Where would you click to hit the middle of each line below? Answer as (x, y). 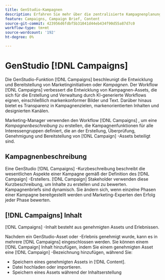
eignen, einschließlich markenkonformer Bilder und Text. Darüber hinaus (78, 100)
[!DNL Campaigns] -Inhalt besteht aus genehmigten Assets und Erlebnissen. (82, 227)
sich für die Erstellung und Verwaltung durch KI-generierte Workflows (76, 95)
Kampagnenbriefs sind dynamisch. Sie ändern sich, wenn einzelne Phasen (81, 189)
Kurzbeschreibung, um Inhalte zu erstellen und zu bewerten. (66, 184)
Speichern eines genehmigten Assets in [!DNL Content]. (69, 262)
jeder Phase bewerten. (28, 200)
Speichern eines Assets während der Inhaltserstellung (67, 272)
